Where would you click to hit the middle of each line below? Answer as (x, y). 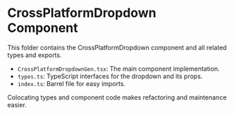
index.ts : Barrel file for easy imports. (71, 83)
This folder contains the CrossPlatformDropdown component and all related (117, 47)
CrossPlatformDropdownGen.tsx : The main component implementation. (118, 68)
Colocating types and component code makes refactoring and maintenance (117, 97)
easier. (17, 104)
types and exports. (35, 55)
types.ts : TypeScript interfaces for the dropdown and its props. (110, 76)
